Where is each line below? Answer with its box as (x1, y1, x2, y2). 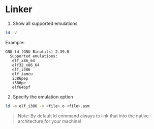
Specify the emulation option (12, 93, 73, 100)
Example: (5, 39, 25, 45)
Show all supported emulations (12, 20, 78, 26)
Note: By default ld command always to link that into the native (17, 113, 149, 119)
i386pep (12, 76, 28, 81)
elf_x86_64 (12, 58, 36, 63)
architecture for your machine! (17, 118, 82, 124)
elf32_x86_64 (12, 62, 40, 68)
